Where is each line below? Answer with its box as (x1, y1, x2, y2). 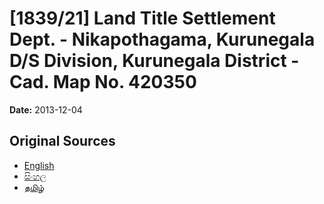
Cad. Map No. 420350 (9, 71, 197, 94)
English (23, 159, 55, 171)
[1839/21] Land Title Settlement (9, 7, 276, 30)
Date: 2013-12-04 (9, 103, 83, 116)
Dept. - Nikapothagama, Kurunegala (9, 28, 316, 51)
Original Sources (9, 133, 116, 150)
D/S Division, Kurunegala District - (9, 50, 300, 72)
